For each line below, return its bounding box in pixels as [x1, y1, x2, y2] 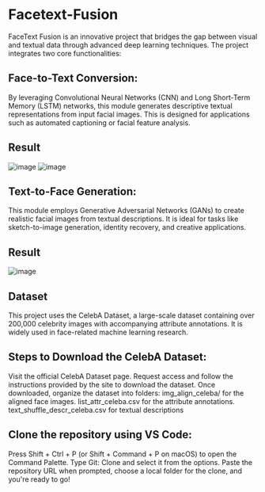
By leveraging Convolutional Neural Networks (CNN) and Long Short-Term [8, 93, 251, 102]
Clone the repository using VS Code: [8, 428, 192, 441]
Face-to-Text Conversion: [8, 71, 138, 85]
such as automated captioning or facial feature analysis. [8, 117, 191, 128]
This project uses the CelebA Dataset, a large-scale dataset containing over [8, 311, 255, 320]
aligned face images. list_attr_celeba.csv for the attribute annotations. [8, 396, 235, 406]
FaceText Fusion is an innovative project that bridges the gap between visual [8, 32, 258, 41]
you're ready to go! [8, 474, 71, 484]
